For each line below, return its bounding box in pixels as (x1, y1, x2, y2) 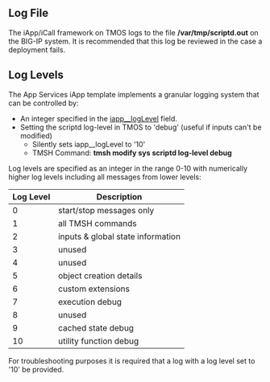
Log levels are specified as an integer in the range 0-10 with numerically (8, 163, 248, 173)
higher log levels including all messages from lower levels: (8, 172, 201, 182)
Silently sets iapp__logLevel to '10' (31, 139, 146, 149)
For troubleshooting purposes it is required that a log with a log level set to (8, 355, 255, 365)
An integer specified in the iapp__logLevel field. (19, 113, 177, 123)
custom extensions (57, 283, 131, 294)
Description (96, 191, 143, 202)
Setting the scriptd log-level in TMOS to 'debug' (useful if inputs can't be (19, 122, 262, 132)
